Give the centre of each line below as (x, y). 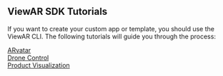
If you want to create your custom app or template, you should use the (111, 28)
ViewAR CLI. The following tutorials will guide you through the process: (112, 36)
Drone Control (28, 58)
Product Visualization (39, 65)
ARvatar (19, 50)
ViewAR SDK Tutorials (58, 12)
